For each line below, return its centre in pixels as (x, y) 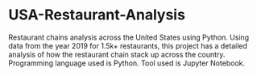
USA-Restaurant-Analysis (97, 15)
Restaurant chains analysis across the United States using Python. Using (129, 37)
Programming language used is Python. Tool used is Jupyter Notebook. (127, 63)
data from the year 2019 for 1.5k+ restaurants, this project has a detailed (128, 45)
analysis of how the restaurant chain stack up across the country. (117, 54)
